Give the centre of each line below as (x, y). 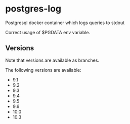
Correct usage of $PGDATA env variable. (48, 32)
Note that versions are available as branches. (52, 60)
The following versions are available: (44, 70)
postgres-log (33, 9)
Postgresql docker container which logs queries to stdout (65, 23)
